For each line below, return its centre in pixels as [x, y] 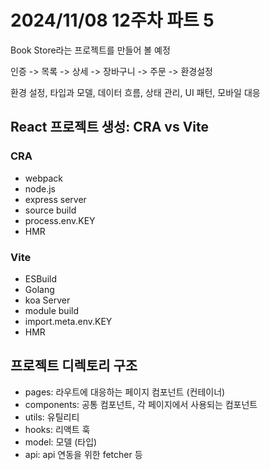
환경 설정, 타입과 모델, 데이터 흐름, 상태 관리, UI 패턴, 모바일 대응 [135, 92]
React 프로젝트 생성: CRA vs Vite [110, 127]
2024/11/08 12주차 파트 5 [112, 20]
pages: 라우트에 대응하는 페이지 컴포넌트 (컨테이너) [125, 392]
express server [55, 199]
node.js [40, 188]
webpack [43, 178]
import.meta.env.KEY [68, 321]
